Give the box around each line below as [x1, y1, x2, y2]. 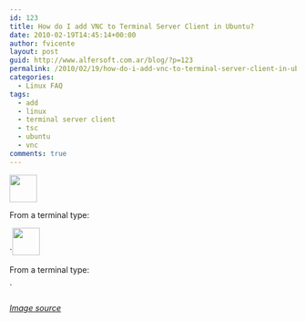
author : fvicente [9, 38, 76, 48]
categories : [9, 73, 55, 82]
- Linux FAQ [17, 81, 64, 90]
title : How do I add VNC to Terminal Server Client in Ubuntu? [9, 22, 255, 31]
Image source [9, 303, 62, 314]
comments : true [9, 149, 67, 158]
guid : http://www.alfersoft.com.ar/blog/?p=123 [9, 56, 194, 65]
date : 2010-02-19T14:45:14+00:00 [9, 30, 137, 39]
